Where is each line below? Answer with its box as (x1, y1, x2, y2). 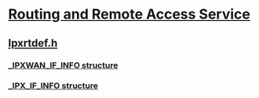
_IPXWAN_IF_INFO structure (8, 60, 119, 71)
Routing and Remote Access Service (8, 5, 251, 23)
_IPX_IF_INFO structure (8, 80, 98, 91)
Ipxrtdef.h (8, 37, 58, 50)
